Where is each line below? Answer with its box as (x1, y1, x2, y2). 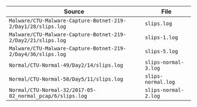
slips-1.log (144, 34, 178, 40)
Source (63, 8, 84, 15)
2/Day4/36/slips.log (9, 51, 66, 57)
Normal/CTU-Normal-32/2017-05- (9, 87, 97, 93)
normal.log (144, 79, 175, 85)
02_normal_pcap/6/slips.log (9, 93, 87, 99)
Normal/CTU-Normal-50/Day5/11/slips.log (9, 76, 123, 82)
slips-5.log (144, 48, 178, 54)
